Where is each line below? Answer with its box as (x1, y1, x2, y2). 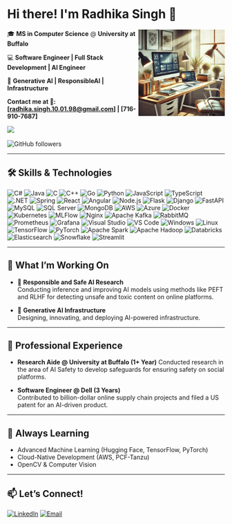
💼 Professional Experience (7, 339, 123, 351)
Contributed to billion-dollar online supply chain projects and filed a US (17, 393, 220, 402)
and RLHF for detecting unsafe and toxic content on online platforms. (17, 292, 214, 301)
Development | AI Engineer (7, 63, 86, 71)
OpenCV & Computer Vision (17, 460, 97, 469)
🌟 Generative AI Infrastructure (17, 306, 106, 314)
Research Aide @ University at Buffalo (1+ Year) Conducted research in (17, 358, 224, 366)
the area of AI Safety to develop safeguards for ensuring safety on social (17, 366, 224, 374)
